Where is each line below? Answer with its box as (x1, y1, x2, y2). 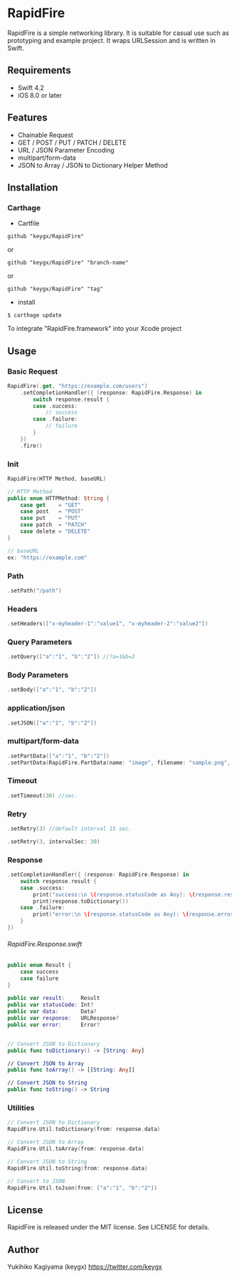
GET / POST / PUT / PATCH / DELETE (17, 138, 127, 147)
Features (7, 112, 48, 124)
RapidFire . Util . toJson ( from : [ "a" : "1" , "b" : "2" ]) (7, 1184, 158, 1192)
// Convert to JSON (7, 1177, 65, 1185)
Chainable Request (17, 131, 73, 139)
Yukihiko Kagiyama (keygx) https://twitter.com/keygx (7, 1262, 162, 1271)
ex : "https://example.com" (7, 554, 87, 561)
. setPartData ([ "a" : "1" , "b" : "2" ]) (7, 752, 110, 760)
